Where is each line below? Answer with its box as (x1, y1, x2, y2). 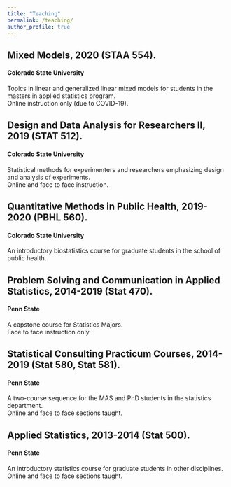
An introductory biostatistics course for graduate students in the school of (7, 246, 221, 255)
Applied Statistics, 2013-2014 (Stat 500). (7, 429, 190, 441)
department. (7, 402, 43, 410)
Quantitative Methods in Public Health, (7, 200, 180, 212)
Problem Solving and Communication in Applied (7, 274, 220, 286)
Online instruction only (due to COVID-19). (7, 99, 129, 107)
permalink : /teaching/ (7, 17, 73, 24)
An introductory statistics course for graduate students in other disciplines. (7, 464, 224, 472)
